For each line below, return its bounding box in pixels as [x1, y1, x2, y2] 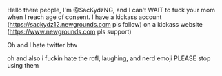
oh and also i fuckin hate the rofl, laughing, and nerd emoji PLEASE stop [7, 54, 211, 62]
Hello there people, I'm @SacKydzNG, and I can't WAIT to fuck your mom [7, 6, 216, 14]
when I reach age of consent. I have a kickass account [7, 13, 162, 21]
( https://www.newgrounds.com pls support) [7, 27, 132, 36]
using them [7, 62, 39, 69]
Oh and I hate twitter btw [7, 41, 78, 49]
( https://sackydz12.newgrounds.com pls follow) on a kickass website [7, 21, 203, 28]
